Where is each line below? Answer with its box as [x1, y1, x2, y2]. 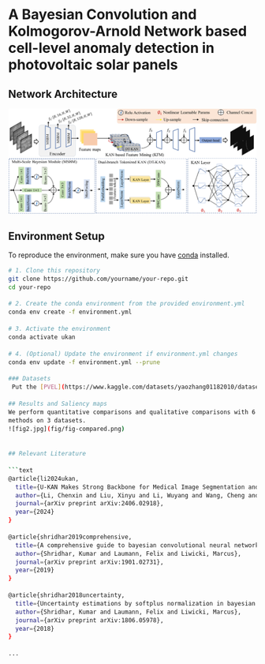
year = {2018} [15, 625, 55, 632]
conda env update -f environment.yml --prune [8, 358, 160, 366]
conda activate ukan [8, 333, 77, 341]
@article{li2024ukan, [8, 475, 80, 482]
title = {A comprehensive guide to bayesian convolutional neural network [15, 541, 259, 550]
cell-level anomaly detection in [8, 39, 215, 57]
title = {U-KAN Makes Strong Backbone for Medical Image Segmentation [15, 483, 245, 491]
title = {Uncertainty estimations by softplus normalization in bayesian [15, 599, 256, 607]
